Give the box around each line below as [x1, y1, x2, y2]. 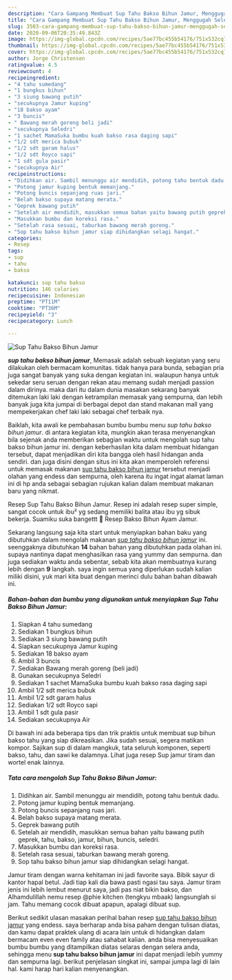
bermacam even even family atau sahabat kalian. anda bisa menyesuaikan [8, 935, 219, 943]
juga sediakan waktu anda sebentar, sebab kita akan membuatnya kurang [8, 557, 217, 566]
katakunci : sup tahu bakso [8, 279, 85, 286]
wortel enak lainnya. [8, 758, 65, 766]
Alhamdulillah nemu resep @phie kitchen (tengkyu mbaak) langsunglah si [8, 892, 216, 901]
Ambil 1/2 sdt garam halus [17, 693, 92, 701]
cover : [8, 49, 27, 56]
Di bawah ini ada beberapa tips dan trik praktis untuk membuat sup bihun [8, 729, 215, 737]
